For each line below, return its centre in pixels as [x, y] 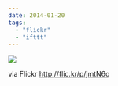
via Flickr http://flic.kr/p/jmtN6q [59, 74]
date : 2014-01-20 [37, 15]
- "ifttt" [31, 37]
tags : [17, 23]
